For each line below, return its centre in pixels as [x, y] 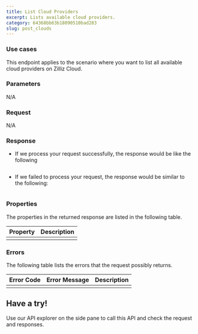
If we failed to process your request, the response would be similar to [100, 177]
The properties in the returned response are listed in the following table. [94, 217]
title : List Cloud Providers [42, 12]
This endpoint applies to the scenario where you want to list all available [94, 62]
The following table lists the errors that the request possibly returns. [89, 265]
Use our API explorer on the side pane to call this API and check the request [99, 318]
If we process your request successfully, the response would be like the [103, 154]
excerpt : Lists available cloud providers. [61, 17]
